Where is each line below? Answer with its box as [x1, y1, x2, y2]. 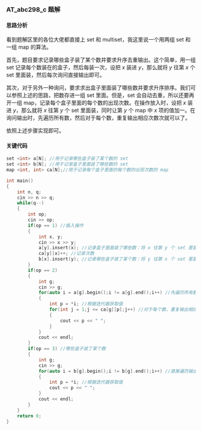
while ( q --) [17, 200, 44, 206]
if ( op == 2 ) [28, 267, 58, 273]
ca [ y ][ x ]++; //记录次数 [38, 251, 94, 257]
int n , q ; [17, 189, 42, 195]
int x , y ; [38, 234, 63, 240]
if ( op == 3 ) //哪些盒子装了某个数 [28, 346, 106, 352]
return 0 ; [17, 413, 42, 419]
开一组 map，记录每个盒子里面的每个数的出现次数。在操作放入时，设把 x [6, 99, 186, 107]
